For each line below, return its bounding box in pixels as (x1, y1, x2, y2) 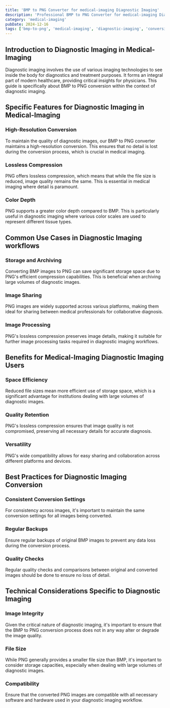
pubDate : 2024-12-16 (5, 21, 49, 27)
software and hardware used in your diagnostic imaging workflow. (5, 697, 143, 703)
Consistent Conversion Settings (5, 496, 86, 503)
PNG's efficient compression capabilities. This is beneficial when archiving (5, 273, 161, 280)
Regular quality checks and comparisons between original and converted (5, 567, 158, 573)
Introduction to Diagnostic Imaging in (5, 45, 125, 54)
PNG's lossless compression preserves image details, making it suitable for (5, 333, 162, 339)
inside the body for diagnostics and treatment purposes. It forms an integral (5, 72, 163, 78)
